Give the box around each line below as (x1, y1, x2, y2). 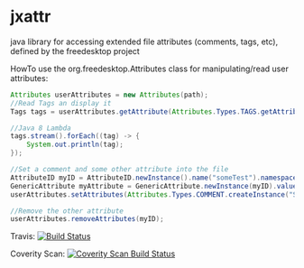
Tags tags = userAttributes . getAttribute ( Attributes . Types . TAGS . (10, 106, 261, 116)
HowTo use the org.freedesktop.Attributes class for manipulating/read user (10, 63, 290, 74)
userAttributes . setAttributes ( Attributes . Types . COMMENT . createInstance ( (10, 189, 290, 199)
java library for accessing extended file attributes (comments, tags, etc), (10, 36, 279, 47)
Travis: (10, 231, 35, 242)
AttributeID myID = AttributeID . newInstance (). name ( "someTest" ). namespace (10, 173, 298, 182)
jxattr (10, 6, 51, 27)
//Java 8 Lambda (10, 124, 71, 133)
